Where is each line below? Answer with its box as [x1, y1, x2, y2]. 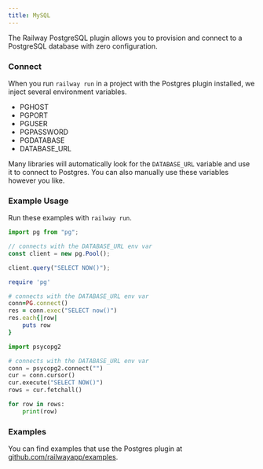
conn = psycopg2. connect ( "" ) [8, 364, 104, 373]
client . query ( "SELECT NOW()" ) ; [8, 264, 111, 271]
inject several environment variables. [8, 87, 127, 96]
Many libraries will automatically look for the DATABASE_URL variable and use [8, 158, 250, 169]
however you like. [8, 176, 65, 185]
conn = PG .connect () [8, 300, 68, 307]
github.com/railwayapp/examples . [8, 453, 119, 462]
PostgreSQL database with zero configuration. [8, 41, 159, 51]
